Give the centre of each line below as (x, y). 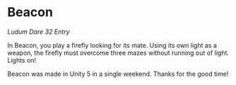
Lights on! (22, 60)
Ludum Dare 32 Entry (39, 32)
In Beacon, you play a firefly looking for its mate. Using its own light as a (112, 45)
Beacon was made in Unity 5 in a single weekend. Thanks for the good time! (118, 74)
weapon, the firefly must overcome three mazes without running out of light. (118, 53)
